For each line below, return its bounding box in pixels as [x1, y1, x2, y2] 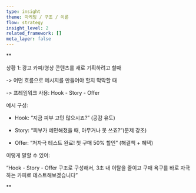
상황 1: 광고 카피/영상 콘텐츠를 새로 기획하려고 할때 [6, 64, 122, 71]
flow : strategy [6, 19, 44, 25]
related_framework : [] [6, 31, 62, 36]
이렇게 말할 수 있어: [6, 152, 50, 159]
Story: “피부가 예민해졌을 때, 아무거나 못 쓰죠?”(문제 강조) [14, 127, 147, 134]
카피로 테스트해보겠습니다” [16, 172, 78, 178]
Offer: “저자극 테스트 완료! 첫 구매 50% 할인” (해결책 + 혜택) [14, 139, 154, 146]
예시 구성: [6, 102, 28, 109]
